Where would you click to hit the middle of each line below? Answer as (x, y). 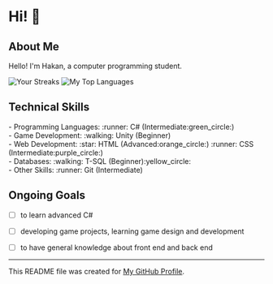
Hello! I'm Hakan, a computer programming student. (95, 66)
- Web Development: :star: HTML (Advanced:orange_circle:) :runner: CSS (131, 144)
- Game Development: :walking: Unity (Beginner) (90, 135)
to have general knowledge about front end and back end (116, 247)
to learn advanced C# (56, 215)
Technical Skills (49, 108)
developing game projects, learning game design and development (132, 231)
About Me (34, 47)
